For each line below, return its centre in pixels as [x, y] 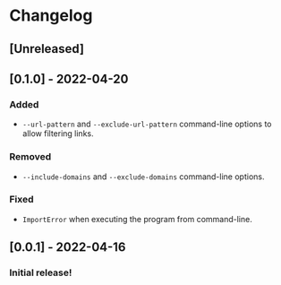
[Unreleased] [47, 49]
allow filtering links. [58, 134]
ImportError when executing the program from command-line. [137, 219]
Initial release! [41, 272]
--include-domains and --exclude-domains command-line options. [143, 177]
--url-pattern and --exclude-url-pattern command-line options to [147, 124]
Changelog [51, 16]
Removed [30, 157]
